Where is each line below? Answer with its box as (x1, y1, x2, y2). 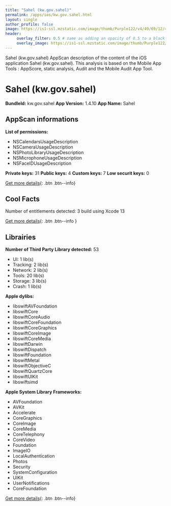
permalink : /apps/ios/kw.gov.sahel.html (5, 12, 93, 17)
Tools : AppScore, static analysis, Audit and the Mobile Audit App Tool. (5, 65, 153, 71)
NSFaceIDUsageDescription (12, 160, 72, 166)
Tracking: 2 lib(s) (12, 262, 48, 268)
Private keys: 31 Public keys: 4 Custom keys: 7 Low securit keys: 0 (5, 170, 149, 176)
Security (12, 464, 31, 470)
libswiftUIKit (12, 373, 38, 380)
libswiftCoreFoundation (12, 319, 62, 325)
